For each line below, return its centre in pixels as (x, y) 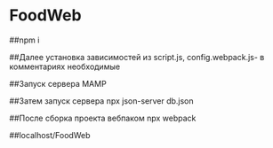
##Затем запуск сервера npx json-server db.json (101, 101)
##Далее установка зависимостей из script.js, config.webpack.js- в (137, 57)
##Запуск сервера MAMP (58, 83)
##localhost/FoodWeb (50, 135)
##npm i (24, 40)
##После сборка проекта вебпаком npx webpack (103, 118)
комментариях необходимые (65, 66)
